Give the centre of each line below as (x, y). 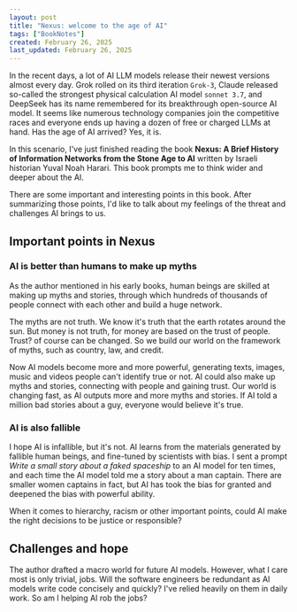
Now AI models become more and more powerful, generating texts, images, (147, 367)
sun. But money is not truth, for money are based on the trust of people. (140, 331)
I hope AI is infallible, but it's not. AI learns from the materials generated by (145, 447)
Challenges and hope (69, 549)
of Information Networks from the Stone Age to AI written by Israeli (133, 159)
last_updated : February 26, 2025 (71, 50)
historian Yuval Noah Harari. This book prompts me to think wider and (136, 168)
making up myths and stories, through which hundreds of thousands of (138, 295)
